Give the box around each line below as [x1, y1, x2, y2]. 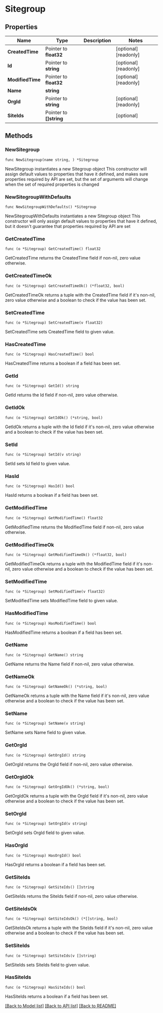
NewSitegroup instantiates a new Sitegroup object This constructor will [5, 166, 147, 172]
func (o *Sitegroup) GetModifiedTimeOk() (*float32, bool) [5, 552, 127, 557]
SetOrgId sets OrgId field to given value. [5, 830, 85, 836]
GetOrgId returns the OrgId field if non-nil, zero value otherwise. [5, 761, 133, 767]
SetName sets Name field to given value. [5, 730, 86, 735]
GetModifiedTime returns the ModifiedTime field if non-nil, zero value [5, 524, 144, 530]
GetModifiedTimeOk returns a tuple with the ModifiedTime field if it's [5, 560, 143, 567]
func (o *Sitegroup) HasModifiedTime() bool [5, 621, 97, 626]
